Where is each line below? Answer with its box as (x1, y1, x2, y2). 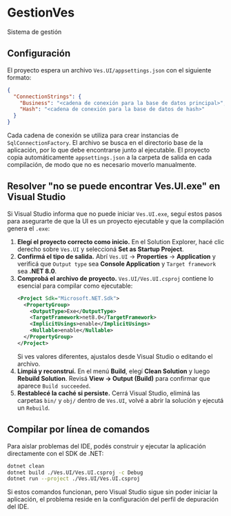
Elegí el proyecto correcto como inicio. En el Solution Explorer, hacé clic (17, 237, 225, 246)
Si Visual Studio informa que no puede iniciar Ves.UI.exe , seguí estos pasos (7, 209, 223, 218)
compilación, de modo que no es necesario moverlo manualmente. (7, 161, 197, 168)
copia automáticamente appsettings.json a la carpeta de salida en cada (7, 153, 212, 161)
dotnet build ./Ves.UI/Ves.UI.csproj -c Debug (7, 469, 143, 476)
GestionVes (7, 5, 74, 21)
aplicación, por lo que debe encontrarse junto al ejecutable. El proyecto (7, 146, 210, 154)
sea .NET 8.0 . (17, 267, 57, 275)
